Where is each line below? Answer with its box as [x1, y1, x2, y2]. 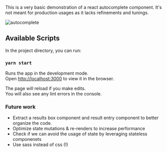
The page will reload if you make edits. [5, 85, 86, 91]
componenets [12, 136, 42, 142]
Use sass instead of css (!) [12, 141, 68, 148]
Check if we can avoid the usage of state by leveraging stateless [12, 131, 148, 137]
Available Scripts [5, 34, 60, 42]
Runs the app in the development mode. [5, 70, 89, 76]
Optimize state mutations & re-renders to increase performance [12, 126, 145, 132]
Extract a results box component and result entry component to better [12, 115, 159, 121]
